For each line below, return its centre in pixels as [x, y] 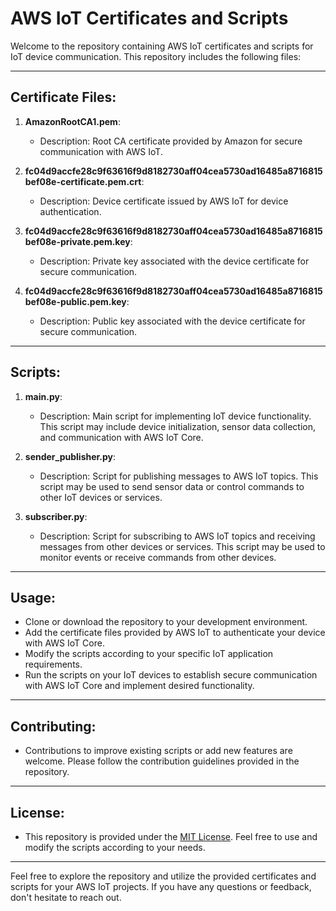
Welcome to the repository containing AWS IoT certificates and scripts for [162, 46]
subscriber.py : [56, 516]
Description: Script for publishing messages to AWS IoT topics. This [179, 476]
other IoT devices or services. [101, 497]
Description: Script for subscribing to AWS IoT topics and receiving [177, 536]
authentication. [70, 211]
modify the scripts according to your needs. [115, 847]
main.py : [43, 396]
